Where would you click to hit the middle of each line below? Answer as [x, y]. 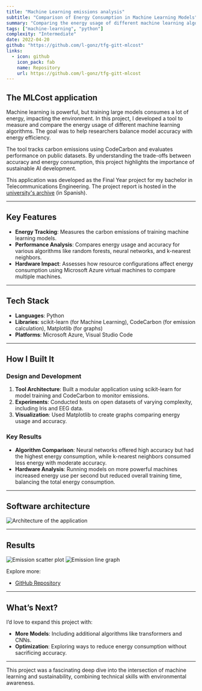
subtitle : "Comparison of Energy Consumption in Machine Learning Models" [102, 17]
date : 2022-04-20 [28, 40]
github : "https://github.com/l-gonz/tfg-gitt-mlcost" [75, 46]
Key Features [32, 217]
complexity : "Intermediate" [41, 34]
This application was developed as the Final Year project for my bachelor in [99, 180]
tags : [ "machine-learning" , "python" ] [55, 29]
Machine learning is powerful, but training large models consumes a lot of [97, 112]
